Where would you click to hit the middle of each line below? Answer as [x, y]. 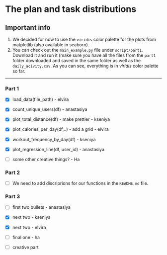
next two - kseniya [31, 217]
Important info [28, 28]
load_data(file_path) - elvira [41, 99]
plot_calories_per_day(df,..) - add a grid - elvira [61, 129]
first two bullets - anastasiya [42, 207]
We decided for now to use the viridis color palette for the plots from [84, 39]
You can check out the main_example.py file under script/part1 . [78, 50]
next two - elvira [29, 227]
